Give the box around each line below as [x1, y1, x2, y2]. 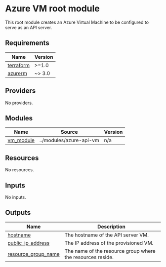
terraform [7, 62, 30, 69]
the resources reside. [64, 254, 114, 261]
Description [97, 223, 126, 230]
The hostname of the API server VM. [64, 231, 149, 238]
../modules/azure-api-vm [39, 137, 100, 144]
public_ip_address [7, 239, 50, 246]
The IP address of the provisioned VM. [64, 239, 154, 246]
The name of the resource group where [64, 247, 156, 254]
